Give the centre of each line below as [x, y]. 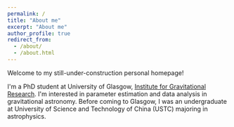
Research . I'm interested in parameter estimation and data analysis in [107, 94]
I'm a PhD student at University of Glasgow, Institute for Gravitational [106, 86]
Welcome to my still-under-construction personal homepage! [96, 73]
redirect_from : [30, 40]
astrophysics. [27, 116]
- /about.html [34, 53]
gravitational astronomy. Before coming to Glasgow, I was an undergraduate [117, 101]
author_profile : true [39, 33]
